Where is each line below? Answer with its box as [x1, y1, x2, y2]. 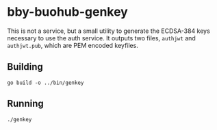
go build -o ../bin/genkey [7, 79, 84, 86]
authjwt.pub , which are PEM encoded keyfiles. [7, 41, 138, 49]
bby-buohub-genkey [7, 4, 128, 20]
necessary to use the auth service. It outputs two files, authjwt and [7, 34, 196, 42]
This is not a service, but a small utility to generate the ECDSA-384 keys [7, 27, 210, 35]
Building [7, 61, 43, 73]
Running [7, 98, 44, 109]
